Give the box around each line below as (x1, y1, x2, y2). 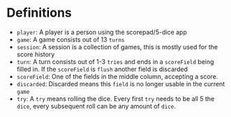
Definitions (6, 5, 73, 21)
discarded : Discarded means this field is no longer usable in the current (16, 79, 225, 88)
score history (16, 50, 55, 58)
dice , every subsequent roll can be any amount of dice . (16, 102, 176, 110)
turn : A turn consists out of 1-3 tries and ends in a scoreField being (16, 57, 214, 65)
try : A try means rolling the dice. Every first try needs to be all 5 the (16, 94, 215, 102)
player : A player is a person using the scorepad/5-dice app (16, 28, 188, 36)
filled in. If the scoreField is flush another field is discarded (16, 65, 188, 73)
